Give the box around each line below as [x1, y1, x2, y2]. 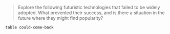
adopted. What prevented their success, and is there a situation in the [17, 10, 165, 16]
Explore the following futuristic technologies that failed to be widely [17, 5, 160, 10]
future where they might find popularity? [17, 15, 103, 21]
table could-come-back [5, 25, 54, 30]
